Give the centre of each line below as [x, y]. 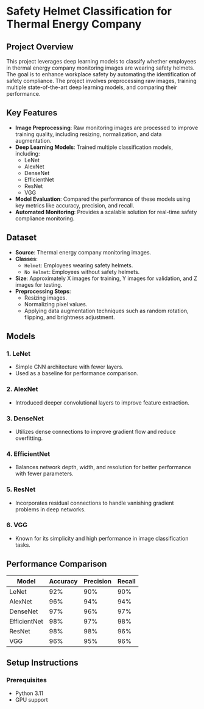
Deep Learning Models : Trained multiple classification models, [94, 147]
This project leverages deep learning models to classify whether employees [101, 61]
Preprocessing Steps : [43, 291]
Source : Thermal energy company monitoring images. [83, 252]
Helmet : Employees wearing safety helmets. [79, 265]
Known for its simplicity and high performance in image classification [102, 538]
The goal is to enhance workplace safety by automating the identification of [101, 74]
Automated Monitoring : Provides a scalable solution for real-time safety [106, 212]
